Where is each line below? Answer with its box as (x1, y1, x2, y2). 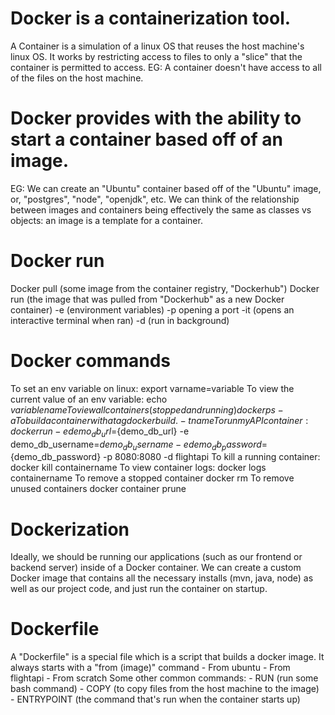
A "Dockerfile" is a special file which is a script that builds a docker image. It (10, 651, 325, 663)
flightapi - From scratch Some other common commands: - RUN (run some (10, 672, 319, 684)
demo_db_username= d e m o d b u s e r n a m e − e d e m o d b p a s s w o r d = (10, 438, 268, 452)
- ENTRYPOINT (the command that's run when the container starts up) (10, 693, 301, 706)
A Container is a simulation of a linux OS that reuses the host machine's (10, 40, 305, 52)
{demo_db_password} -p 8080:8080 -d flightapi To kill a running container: (10, 451, 321, 463)
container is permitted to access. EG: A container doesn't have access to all (10, 61, 322, 73)
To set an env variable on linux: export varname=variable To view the (10, 382, 295, 394)
